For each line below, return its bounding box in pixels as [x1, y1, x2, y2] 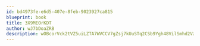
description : [6, 31, 39, 37]
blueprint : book [6, 14, 46, 20]
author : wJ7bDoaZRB [6, 25, 55, 32]
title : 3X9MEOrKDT [6, 20, 52, 26]
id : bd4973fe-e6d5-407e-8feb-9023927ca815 [6, 8, 113, 15]
